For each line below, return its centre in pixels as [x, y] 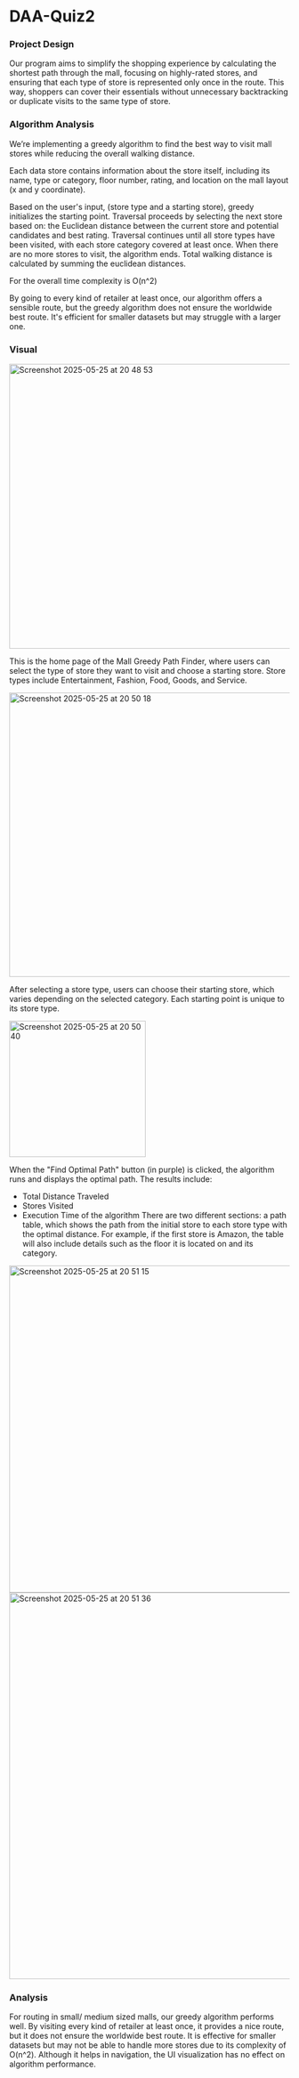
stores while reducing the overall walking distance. [102, 153]
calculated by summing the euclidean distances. [98, 263]
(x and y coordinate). [48, 190]
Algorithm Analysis [52, 125]
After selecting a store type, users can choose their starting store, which [142, 990]
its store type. [35, 1008]
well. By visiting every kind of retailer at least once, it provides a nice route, [147, 2026]
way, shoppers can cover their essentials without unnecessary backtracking [149, 92]
